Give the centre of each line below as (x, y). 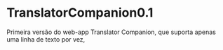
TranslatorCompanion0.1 (80, 13)
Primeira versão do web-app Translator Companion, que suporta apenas (111, 32)
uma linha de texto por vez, (46, 39)
